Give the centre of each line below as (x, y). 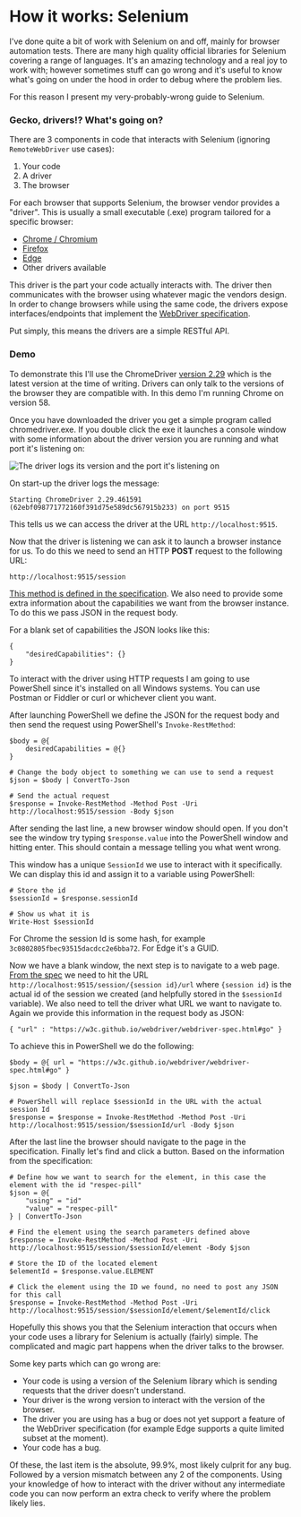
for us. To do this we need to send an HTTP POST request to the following (146, 551)
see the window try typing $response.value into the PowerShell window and (149, 837)
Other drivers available (64, 268)
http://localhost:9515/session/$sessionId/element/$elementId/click (140, 1310)
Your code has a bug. (61, 1447)
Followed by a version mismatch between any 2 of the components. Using (146, 1474)
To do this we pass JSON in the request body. (94, 612)
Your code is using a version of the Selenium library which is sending (150, 1381)
